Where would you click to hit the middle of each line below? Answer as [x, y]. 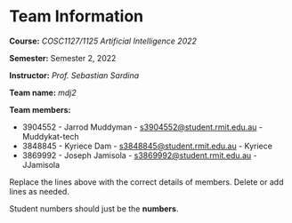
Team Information [77, 16]
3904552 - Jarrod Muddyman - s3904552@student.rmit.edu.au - [142, 127]
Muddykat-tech [51, 136]
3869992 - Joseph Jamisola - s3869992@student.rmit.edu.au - [139, 155]
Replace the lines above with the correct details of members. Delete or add [146, 182]
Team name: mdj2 [43, 92]
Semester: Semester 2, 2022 [63, 58]
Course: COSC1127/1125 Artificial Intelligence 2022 [103, 41]
